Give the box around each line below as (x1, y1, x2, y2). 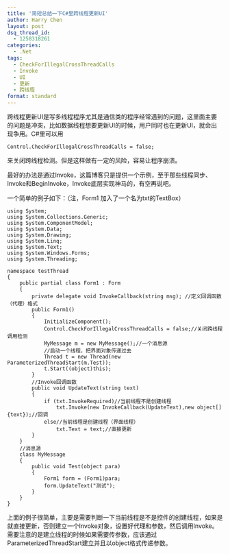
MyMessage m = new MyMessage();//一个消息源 (43, 340, 168, 347)
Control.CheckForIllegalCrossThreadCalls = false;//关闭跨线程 (43, 326, 223, 333)
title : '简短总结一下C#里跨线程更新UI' (7, 10, 108, 17)
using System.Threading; (7, 256, 78, 263)
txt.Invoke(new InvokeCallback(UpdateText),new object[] (55, 404, 222, 411)
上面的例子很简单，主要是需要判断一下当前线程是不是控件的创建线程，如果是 (7, 514, 223, 521)
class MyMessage (19, 451, 66, 458)
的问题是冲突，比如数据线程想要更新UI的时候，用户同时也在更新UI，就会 (7, 121, 212, 129)
